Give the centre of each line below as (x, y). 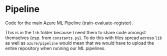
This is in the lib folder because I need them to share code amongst (75, 32)
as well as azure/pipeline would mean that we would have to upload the (79, 43)
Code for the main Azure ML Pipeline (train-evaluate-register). (69, 23)
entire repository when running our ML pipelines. (55, 48)
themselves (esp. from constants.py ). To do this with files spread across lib (84, 38)
